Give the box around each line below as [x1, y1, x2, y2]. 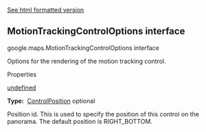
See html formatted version [7, 6, 84, 14]
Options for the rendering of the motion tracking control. [7, 57, 166, 65]
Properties [7, 70, 37, 78]
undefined [7, 83, 36, 92]
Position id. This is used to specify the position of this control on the [7, 109, 199, 118]
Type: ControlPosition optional [7, 96, 95, 105]
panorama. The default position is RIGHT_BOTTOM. [7, 117, 153, 125]
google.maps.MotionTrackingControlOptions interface [7, 44, 159, 52]
